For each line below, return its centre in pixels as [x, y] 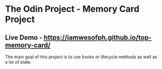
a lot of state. [18, 62]
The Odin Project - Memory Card [72, 9]
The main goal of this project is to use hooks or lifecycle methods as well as [81, 57]
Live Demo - [24, 37]
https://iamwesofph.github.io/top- [98, 37]
